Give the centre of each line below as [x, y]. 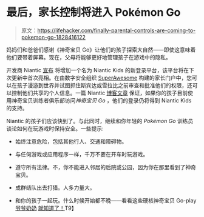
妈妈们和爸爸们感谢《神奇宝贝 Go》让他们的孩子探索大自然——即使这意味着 [101, 50]
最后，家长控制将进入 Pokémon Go [93, 12]
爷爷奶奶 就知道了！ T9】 [46, 208]
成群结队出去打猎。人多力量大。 [55, 187]
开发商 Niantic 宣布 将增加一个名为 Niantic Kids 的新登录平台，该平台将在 [98, 70]
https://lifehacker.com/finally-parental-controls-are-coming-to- [117, 30]
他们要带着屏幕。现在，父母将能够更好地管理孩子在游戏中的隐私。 [89, 57]
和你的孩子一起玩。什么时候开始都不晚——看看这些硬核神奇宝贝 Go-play [106, 200]
